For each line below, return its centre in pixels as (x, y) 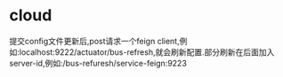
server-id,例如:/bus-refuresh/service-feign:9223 (98, 63)
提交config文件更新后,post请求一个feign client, (94, 41)
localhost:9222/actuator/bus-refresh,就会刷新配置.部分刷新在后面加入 (147, 52)
